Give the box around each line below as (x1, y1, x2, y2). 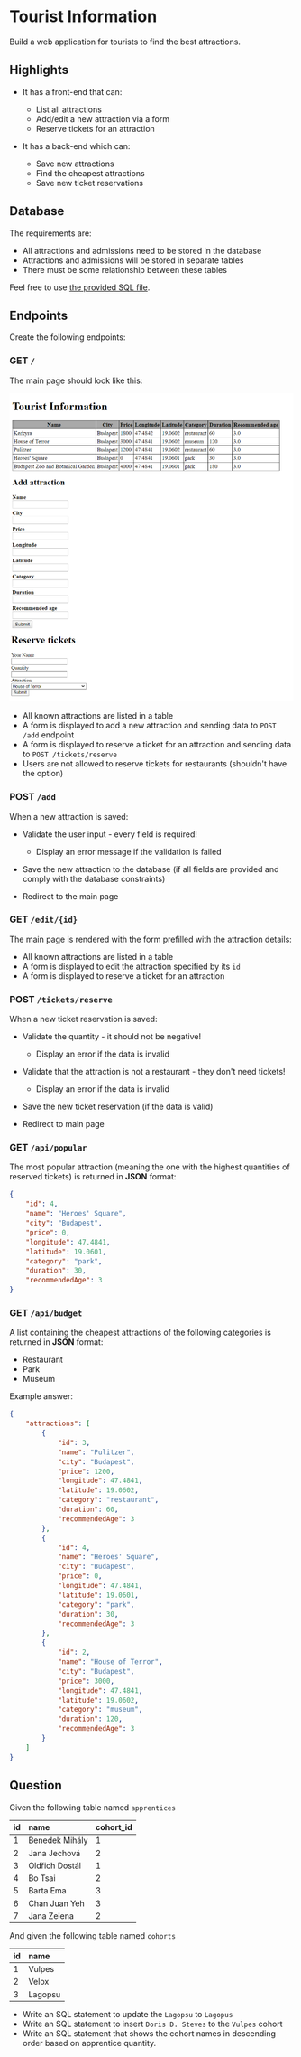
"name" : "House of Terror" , (57, 1658, 164, 1667)
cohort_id (96, 1822, 132, 1833)
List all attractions (35, 104, 102, 115)
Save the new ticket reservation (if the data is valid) (22, 1101, 214, 1113)
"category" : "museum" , (57, 1705, 143, 1714)
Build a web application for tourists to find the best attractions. (9, 36, 242, 47)
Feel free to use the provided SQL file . (9, 282, 150, 293)
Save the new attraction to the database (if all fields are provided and (22, 863, 279, 874)
